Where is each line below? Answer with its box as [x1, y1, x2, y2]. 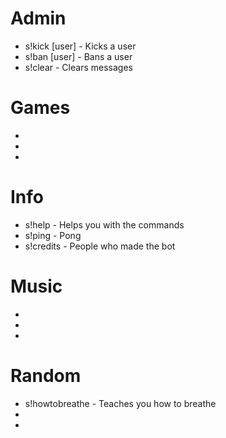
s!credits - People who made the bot [24, 240, 176, 252]
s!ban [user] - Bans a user [24, 50, 133, 62]
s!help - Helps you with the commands [24, 218, 185, 231]
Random [10, 364, 82, 387]
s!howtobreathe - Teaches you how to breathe [24, 397, 217, 409]
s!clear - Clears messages [24, 61, 133, 73]
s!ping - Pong [24, 229, 82, 241]
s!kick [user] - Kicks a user [24, 40, 137, 52]
